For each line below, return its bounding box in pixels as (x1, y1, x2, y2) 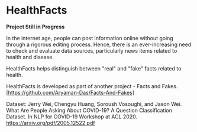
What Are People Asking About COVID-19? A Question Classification (6, 107, 173, 114)
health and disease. (6, 53, 54, 60)
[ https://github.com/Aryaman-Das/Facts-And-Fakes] (6, 89, 135, 96)
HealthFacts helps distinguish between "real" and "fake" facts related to (6, 65, 182, 72)
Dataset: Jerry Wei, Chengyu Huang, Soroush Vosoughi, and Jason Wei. (6, 100, 182, 107)
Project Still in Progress (6, 23, 65, 30)
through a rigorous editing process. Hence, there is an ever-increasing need (6, 41, 192, 48)
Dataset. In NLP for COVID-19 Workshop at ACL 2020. (6, 113, 138, 120)
